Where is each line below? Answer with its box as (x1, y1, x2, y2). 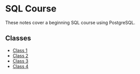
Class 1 (12, 47, 28, 53)
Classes (5, 34, 31, 42)
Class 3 (12, 58, 29, 64)
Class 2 (12, 52, 29, 58)
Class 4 (12, 63, 29, 69)
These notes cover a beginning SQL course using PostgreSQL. (5, 19, 135, 25)
